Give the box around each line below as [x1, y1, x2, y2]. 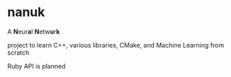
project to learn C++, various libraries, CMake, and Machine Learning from [7, 41, 225, 49]
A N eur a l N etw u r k [7, 27, 60, 36]
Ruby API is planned [7, 62, 66, 70]
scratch [7, 48, 30, 57]
